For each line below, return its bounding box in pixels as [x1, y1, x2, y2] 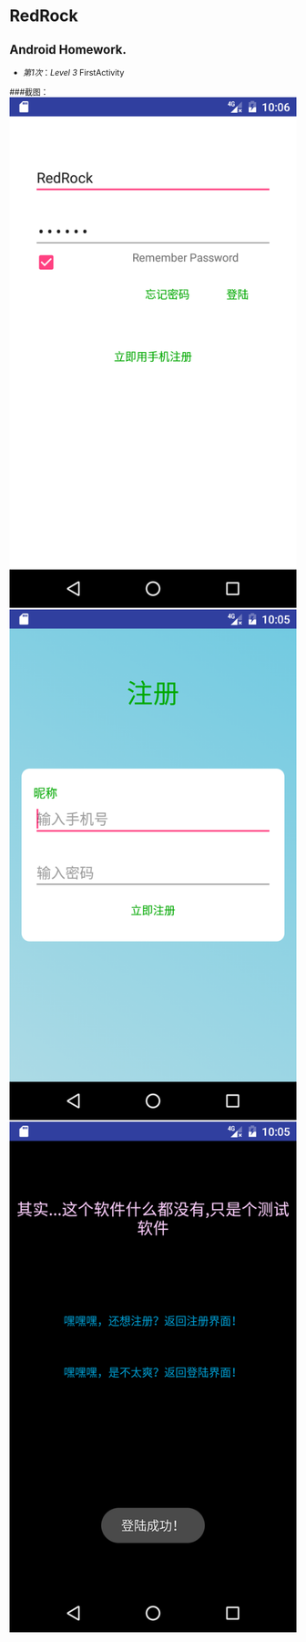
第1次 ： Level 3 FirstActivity [22, 67, 125, 77]
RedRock [9, 5, 79, 26]
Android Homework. [9, 42, 127, 57]
